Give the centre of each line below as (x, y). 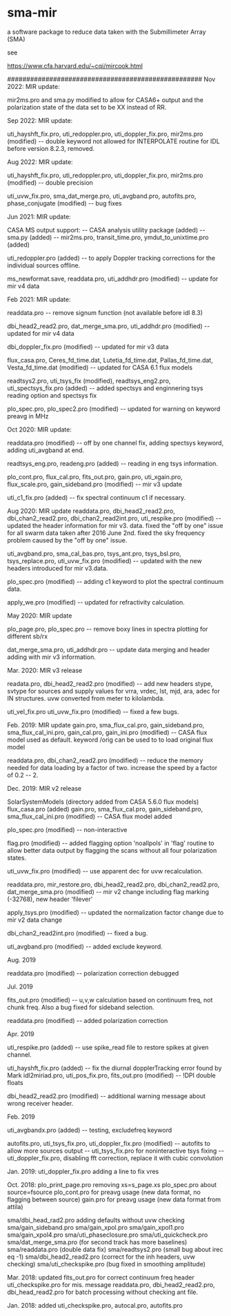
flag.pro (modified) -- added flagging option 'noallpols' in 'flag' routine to (111, 843)
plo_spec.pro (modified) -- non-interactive (67, 829)
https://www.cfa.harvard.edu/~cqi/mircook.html (75, 65)
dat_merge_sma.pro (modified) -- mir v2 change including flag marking (108, 891)
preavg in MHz (28, 416)
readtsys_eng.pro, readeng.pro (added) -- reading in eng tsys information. (113, 463)
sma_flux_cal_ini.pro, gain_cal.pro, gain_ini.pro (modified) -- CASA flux (107, 732)
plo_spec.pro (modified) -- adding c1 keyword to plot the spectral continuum (115, 581)
